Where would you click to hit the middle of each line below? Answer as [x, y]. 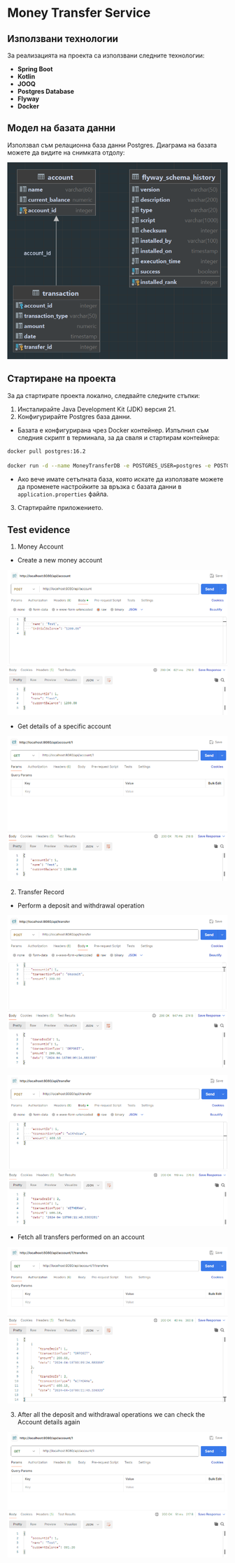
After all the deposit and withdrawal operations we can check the [111, 1414]
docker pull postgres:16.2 [47, 451]
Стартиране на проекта [62, 379]
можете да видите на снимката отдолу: [66, 153]
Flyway [28, 99]
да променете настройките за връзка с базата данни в [99, 487]
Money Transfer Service [79, 13]
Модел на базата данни [62, 128]
